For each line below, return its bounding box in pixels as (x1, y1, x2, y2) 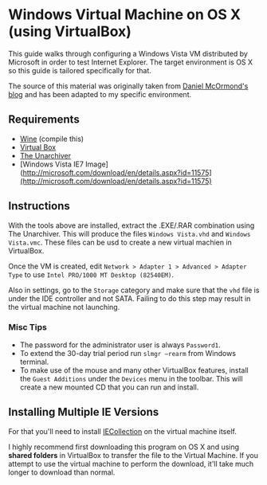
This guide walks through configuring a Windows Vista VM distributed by (8, 49, 249, 58)
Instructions (8, 199, 70, 213)
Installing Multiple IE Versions (8, 405, 159, 419)
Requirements (8, 113, 80, 127)
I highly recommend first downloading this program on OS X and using (8, 442, 240, 452)
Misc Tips (8, 322, 48, 333)
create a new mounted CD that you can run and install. (19, 382, 199, 392)
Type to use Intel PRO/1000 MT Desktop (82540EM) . (8, 269, 174, 280)
